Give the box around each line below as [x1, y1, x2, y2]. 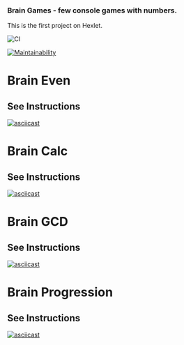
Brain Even [7, 72, 71, 89]
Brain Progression [7, 284, 114, 300]
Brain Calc [7, 144, 68, 159]
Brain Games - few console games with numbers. [7, 6, 178, 15]
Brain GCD [7, 214, 68, 230]
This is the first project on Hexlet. [7, 22, 103, 30]
